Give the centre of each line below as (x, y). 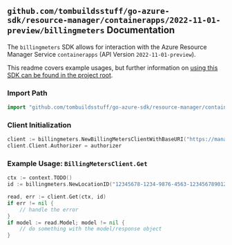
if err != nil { (30, 203)
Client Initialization (39, 125)
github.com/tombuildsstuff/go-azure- (88, 11)
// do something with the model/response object (91, 229)
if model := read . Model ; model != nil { (66, 223)
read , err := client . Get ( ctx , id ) (57, 197)
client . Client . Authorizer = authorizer (65, 146)
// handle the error (49, 210)
